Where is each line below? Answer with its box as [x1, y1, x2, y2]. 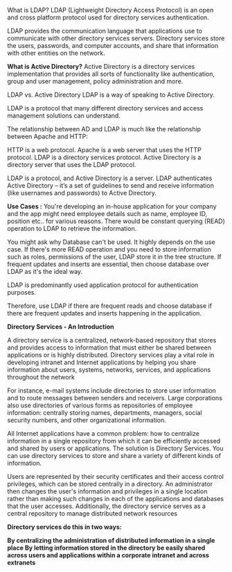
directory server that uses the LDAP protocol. [7, 161, 136, 169]
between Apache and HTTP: [7, 132, 88, 140]
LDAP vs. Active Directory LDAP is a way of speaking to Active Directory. [7, 90, 215, 99]
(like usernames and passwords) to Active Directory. [7, 189, 157, 197]
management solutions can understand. [7, 111, 121, 120]
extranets [7, 559, 36, 566]
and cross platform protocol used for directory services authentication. [7, 13, 210, 22]
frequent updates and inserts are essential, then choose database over [7, 260, 210, 268]
